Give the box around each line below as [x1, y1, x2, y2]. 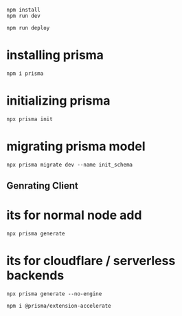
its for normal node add [6, 207, 142, 223]
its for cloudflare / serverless [6, 253, 176, 268]
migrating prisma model [6, 138, 146, 154]
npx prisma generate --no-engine [6, 291, 102, 297]
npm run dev [6, 12, 41, 19]
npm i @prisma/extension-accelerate [6, 303, 111, 310]
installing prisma [6, 48, 104, 63]
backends [6, 268, 65, 284]
